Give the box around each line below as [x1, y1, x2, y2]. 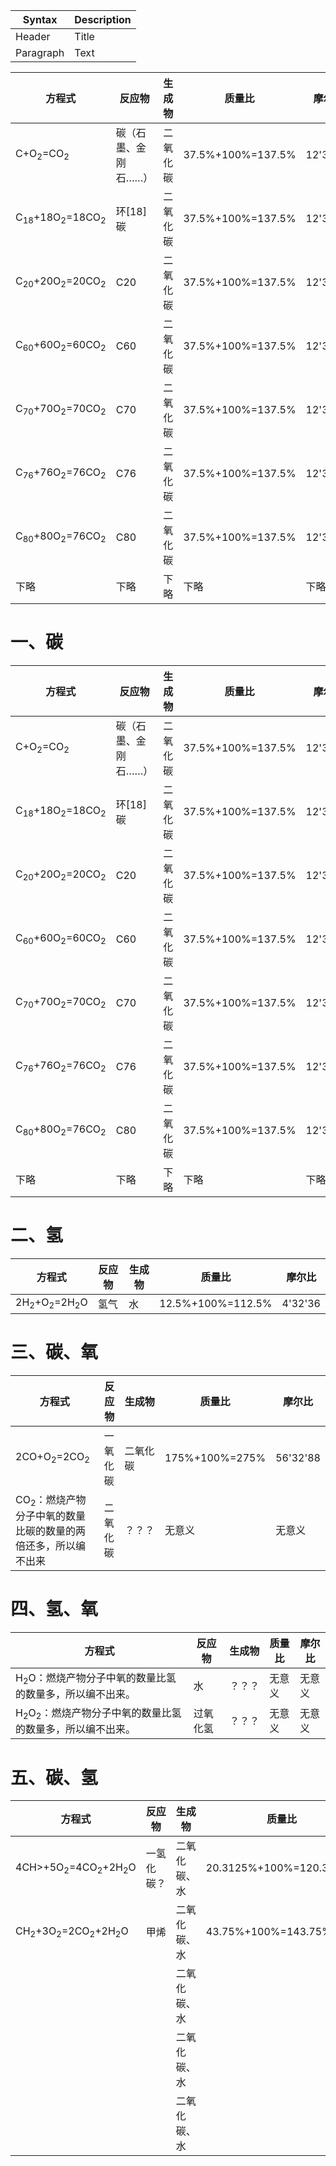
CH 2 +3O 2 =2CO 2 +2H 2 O [15, 1924, 129, 1939]
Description [74, 13, 132, 26]
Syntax [22, 13, 58, 26]
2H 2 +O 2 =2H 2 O [15, 1295, 88, 1311]
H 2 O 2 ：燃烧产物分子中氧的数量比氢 [15, 1706, 182, 1722]
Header [15, 30, 51, 43]
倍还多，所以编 [15, 1539, 87, 1553]
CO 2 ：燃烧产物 [15, 1492, 87, 1508]
